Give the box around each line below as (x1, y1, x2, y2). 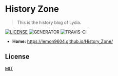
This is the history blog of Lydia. (17, 19, 81, 25)
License (5, 53, 30, 61)
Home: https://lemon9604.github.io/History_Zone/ (12, 38, 113, 44)
